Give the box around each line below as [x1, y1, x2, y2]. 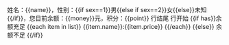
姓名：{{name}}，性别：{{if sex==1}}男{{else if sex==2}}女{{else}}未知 [7, 6, 207, 13]
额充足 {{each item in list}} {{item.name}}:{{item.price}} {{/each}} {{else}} [7, 23, 215, 30]
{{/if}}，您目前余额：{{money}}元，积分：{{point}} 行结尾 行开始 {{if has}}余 [7, 14, 222, 22]
